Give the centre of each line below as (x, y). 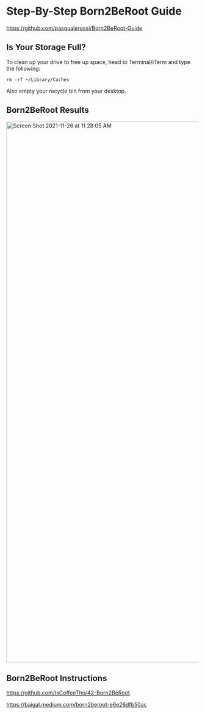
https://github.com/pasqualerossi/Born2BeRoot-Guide (74, 28)
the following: (23, 68)
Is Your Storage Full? (46, 47)
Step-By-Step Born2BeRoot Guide (94, 11)
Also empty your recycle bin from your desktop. (66, 91)
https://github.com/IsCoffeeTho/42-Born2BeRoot (68, 693)
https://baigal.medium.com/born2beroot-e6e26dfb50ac (77, 705)
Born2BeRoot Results (48, 110)
